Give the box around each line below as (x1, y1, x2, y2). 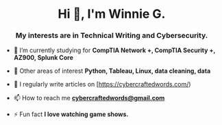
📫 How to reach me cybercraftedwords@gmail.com (13, 94, 165, 102)
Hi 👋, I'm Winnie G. (58, 6, 166, 22)
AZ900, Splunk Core (13, 54, 73, 62)
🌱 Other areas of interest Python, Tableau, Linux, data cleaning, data (13, 67, 211, 75)
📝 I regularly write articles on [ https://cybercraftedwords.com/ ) (13, 80, 191, 89)
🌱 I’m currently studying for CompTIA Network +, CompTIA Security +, (13, 46, 216, 54)
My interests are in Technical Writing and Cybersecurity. (15, 31, 208, 41)
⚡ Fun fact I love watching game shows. (13, 110, 129, 119)
